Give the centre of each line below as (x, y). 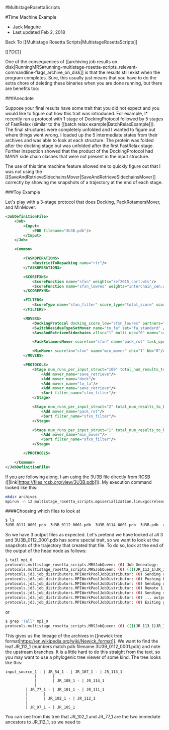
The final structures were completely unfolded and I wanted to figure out (80, 129)
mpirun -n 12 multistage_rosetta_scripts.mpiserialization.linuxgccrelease (86, 501)
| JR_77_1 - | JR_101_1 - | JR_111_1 (65, 690)
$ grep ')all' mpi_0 (27, 621)
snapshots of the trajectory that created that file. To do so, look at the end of (84, 545)
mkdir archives (21, 497)
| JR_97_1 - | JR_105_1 (50, 707)
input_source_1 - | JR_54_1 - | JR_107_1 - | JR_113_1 (64, 672)
